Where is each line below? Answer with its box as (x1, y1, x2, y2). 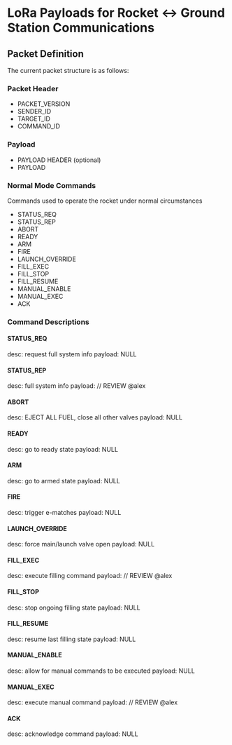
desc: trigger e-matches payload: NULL (7, 509, 122, 517)
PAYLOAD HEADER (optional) (17, 156, 101, 164)
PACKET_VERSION (17, 100, 71, 108)
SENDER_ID (17, 107, 51, 116)
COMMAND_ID (17, 122, 61, 130)
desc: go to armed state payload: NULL (7, 476, 120, 485)
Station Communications (7, 20, 155, 36)
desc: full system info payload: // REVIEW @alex (7, 382, 146, 390)
